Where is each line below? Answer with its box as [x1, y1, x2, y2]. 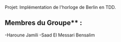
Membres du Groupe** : [5, 18, 83, 27]
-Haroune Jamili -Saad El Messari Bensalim [5, 32, 95, 38]
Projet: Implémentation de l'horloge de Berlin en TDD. [5, 4, 116, 10]
